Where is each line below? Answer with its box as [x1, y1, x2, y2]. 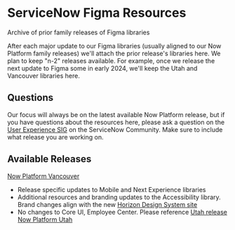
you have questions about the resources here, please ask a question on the [7, 118, 225, 126]
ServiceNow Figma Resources [7, 5, 187, 21]
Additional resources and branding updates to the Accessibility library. [17, 193, 221, 201]
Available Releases [7, 153, 92, 165]
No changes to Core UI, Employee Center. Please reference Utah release [17, 208, 228, 216]
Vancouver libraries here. [7, 72, 81, 80]
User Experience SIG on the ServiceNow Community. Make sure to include [7, 125, 223, 134]
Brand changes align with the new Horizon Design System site [17, 200, 198, 208]
